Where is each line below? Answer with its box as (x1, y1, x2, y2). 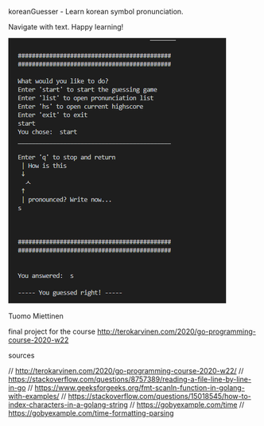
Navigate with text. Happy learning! (8, 22, 124, 31)
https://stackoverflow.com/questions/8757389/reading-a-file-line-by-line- (8, 374, 252, 384)
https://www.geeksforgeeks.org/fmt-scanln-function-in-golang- (34, 383, 245, 393)
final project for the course (8, 326, 95, 336)
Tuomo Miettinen (8, 311, 64, 321)
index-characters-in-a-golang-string (8, 400, 129, 409)
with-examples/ (8, 392, 60, 401)
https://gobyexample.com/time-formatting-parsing (8, 408, 174, 417)
